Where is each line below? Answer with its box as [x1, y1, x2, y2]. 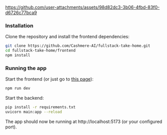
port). [5, 123, 17, 130]
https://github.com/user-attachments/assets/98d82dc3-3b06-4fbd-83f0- [5, 5, 160, 10]
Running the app [5, 64, 47, 72]
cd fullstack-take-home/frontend [5, 48, 76, 53]
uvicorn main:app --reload [5, 109, 62, 114]
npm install [5, 53, 30, 58]
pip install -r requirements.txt [5, 105, 76, 110]
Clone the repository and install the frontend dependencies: [5, 34, 130, 40]
